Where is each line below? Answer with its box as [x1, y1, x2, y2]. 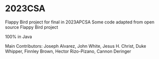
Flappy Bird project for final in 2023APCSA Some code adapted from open [5, 19, 155, 25]
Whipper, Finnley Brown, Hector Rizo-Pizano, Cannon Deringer [5, 48, 131, 54]
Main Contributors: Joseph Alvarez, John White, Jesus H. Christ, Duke [5, 43, 146, 49]
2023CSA [5, 3, 45, 14]
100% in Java [5, 34, 32, 39]
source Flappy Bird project [5, 24, 59, 30]
